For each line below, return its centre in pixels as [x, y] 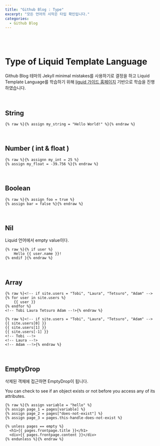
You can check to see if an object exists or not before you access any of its [80, 391]
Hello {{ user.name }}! [38, 254]
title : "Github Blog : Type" [34, 9]
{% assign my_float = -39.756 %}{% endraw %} [52, 164]
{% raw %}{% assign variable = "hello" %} [48, 405]
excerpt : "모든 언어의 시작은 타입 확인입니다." [47, 14]
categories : [17, 18]
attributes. [15, 396]
